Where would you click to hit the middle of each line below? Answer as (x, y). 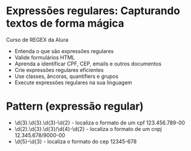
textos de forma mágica (65, 23)
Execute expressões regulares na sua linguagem (73, 82)
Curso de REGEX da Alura (37, 40)
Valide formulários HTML (45, 57)
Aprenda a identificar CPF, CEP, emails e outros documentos (88, 64)
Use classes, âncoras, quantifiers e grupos (66, 76)
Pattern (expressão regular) (75, 106)
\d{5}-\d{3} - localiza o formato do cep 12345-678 (76, 141)
